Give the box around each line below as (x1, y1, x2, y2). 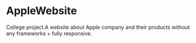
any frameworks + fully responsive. (6, 29, 93, 37)
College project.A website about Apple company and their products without (6, 24, 191, 31)
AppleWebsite (6, 4, 77, 18)
